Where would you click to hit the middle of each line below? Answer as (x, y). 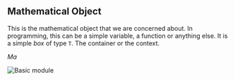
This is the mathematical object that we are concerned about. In (100, 28)
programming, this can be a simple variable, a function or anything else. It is (117, 36)
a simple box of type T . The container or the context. (84, 43)
